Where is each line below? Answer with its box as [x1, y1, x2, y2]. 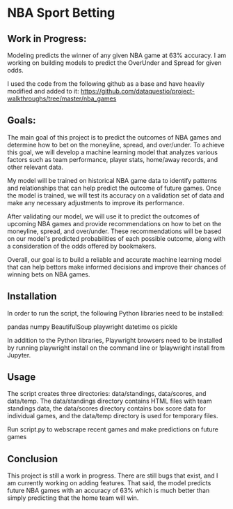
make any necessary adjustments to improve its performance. [7, 198, 184, 207]
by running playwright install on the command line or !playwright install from [7, 344, 225, 352]
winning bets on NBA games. [7, 270, 90, 279]
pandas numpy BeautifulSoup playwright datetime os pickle [7, 323, 178, 331]
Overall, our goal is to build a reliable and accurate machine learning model [7, 255, 222, 263]
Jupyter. [7, 351, 31, 359]
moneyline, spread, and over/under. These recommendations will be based [7, 227, 222, 235]
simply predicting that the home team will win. [7, 494, 139, 502]
